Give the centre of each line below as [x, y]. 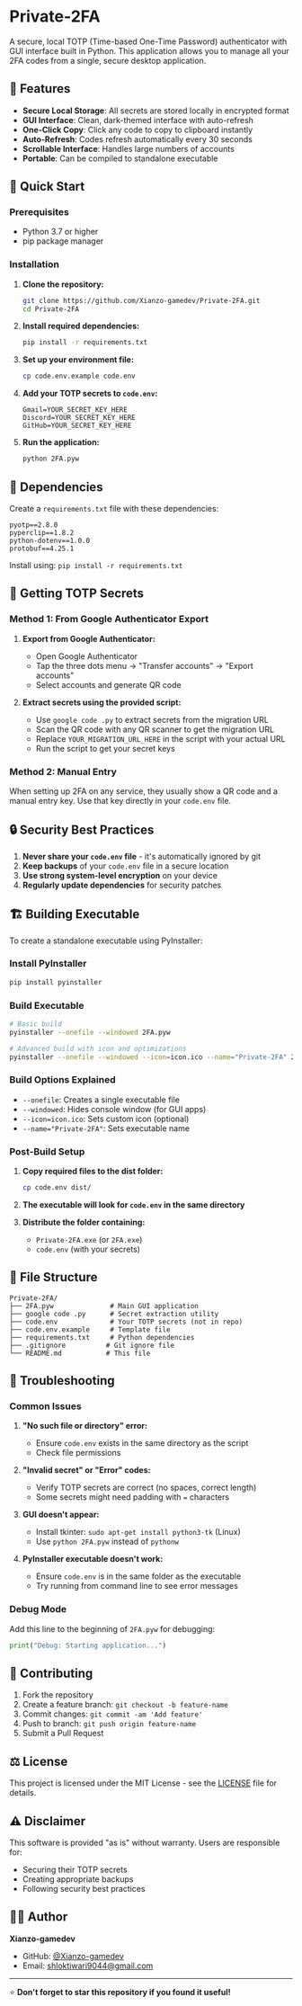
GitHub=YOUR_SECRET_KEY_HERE [77, 426]
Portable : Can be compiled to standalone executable [120, 158]
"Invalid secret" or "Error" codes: [86, 1470]
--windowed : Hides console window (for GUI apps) [114, 1109]
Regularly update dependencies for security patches [122, 885]
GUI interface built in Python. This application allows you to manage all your [149, 50]
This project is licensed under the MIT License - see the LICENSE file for [143, 1783]
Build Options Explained [63, 1080]
